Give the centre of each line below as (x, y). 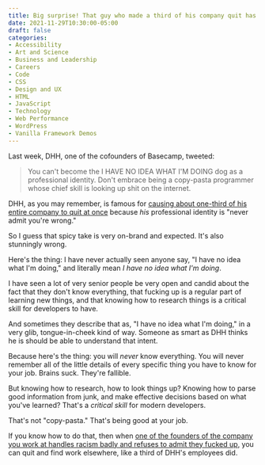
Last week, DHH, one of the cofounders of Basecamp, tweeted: (112, 156)
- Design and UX (35, 89)
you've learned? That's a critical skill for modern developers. (107, 405)
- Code (19, 74)
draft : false (30, 30)
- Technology (30, 112)
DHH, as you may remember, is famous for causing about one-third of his (128, 204)
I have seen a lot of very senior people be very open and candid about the (129, 283)
